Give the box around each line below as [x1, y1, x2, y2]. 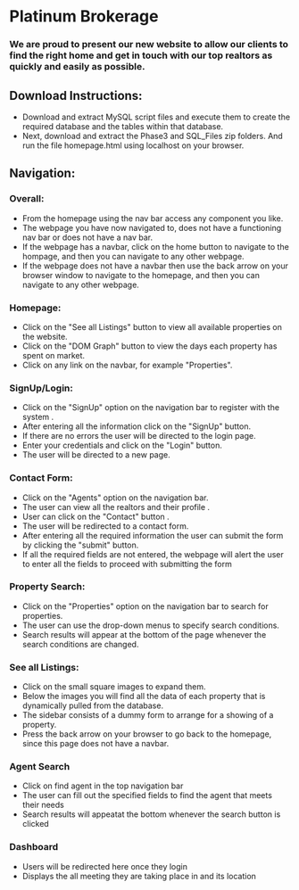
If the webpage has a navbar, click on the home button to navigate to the [21, 241, 290, 251]
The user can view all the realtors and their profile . [21, 501, 211, 512]
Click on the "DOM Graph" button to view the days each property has [21, 341, 278, 351]
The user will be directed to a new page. [21, 449, 171, 460]
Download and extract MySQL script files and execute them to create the [21, 111, 291, 122]
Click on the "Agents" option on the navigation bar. [21, 492, 209, 503]
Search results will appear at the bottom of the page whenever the [21, 629, 267, 639]
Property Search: [9, 581, 86, 593]
